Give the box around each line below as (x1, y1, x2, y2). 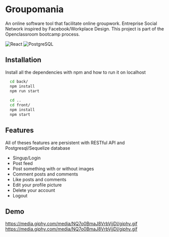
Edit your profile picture (12, 182, 62, 188)
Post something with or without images (12, 165, 95, 172)
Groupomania (5, 4, 64, 15)
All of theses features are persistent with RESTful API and (5, 140, 125, 146)
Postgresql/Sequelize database (5, 145, 70, 151)
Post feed (12, 160, 33, 166)
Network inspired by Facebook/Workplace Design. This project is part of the (5, 25, 164, 31)
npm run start (10, 88, 39, 93)
